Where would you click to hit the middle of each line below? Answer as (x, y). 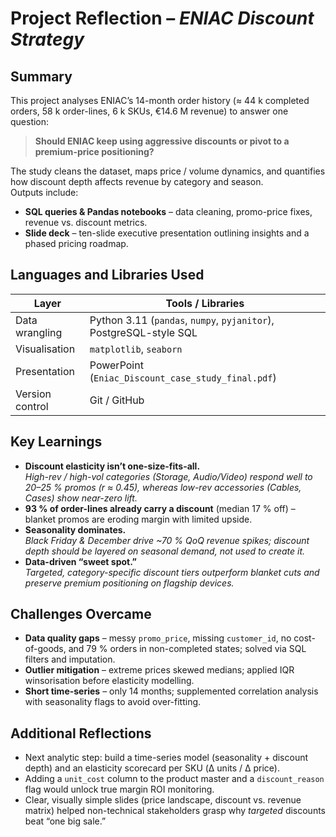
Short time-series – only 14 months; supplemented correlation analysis (171, 691)
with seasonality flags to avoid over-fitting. (113, 702)
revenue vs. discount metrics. (86, 222)
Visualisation (45, 349)
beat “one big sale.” (65, 821)
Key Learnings (56, 442)
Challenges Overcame (81, 614)
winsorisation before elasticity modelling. (109, 681)
